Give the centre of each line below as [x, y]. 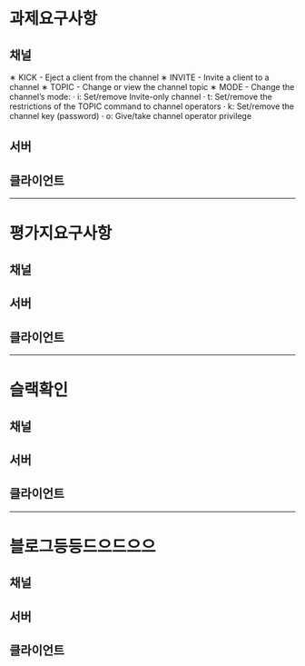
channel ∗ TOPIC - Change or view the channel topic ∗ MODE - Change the [152, 87]
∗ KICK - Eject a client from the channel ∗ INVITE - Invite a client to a [139, 77]
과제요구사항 [54, 19]
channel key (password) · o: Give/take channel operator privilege [131, 116]
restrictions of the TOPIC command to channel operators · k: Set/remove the [152, 106]
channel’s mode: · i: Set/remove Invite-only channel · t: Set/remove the [141, 97]
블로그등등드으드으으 [83, 547]
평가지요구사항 [61, 234]
